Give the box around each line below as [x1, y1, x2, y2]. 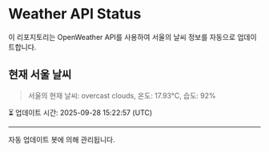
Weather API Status [8, 5, 142, 23]
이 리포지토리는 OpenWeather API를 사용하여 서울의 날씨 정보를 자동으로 [8, 32, 236, 42]
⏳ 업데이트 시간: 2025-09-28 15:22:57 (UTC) [8, 107, 153, 117]
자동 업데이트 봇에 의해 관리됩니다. [8, 134, 115, 144]
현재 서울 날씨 [8, 68, 72, 82]
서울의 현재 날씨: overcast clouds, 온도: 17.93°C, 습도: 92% [27, 90, 216, 100]
